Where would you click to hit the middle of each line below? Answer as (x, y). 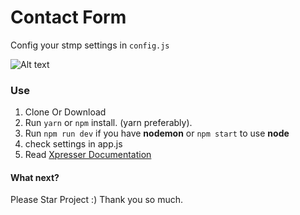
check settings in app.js (73, 144)
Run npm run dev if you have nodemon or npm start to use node (157, 133)
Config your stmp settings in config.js (90, 45)
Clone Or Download (65, 112)
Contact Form (68, 17)
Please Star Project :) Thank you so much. (97, 200)
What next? (35, 177)
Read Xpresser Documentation (88, 155)
